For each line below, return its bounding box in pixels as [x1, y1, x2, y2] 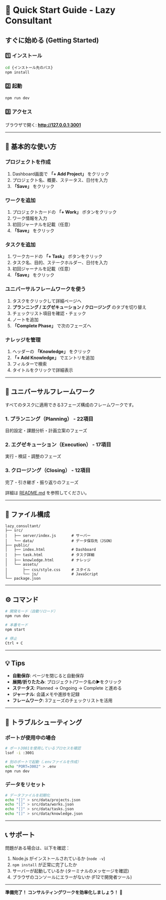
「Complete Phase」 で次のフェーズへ [12, 322, 91, 329]
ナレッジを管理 [5, 336, 41, 343]
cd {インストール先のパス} [5, 65, 53, 70]
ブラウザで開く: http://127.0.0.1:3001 [5, 122, 82, 128]
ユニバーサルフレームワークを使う [5, 286, 86, 293]
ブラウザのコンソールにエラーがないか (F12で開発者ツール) [12, 874, 132, 880]
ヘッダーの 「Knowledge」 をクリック [12, 348, 91, 354]
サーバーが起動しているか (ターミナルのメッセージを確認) [12, 868, 129, 874]
